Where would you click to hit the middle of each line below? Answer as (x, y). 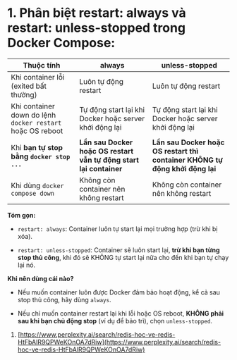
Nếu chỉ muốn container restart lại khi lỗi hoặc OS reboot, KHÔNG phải (121, 313)
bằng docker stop (41, 156)
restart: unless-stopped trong (96, 28)
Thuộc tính (42, 65)
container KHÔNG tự (188, 160)
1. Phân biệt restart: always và (97, 13)
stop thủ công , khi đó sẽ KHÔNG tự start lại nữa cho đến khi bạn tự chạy (123, 257)
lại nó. (26, 265)
